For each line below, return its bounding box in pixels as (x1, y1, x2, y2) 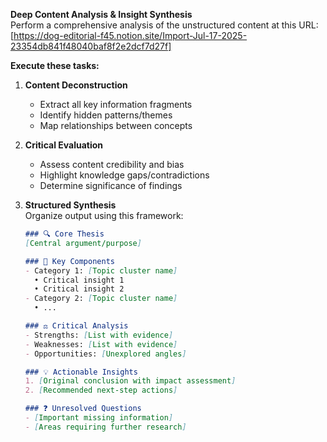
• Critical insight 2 (34, 284, 125, 294)
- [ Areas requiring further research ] (24, 422, 187, 432)
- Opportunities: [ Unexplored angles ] (24, 349, 187, 359)
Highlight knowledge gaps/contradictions (39, 169, 210, 181)
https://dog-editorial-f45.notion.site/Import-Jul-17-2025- (13, 30, 248, 41)
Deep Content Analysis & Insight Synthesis (10, 9, 193, 20)
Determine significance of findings (39, 180, 183, 191)
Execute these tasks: (10, 60, 100, 71)
